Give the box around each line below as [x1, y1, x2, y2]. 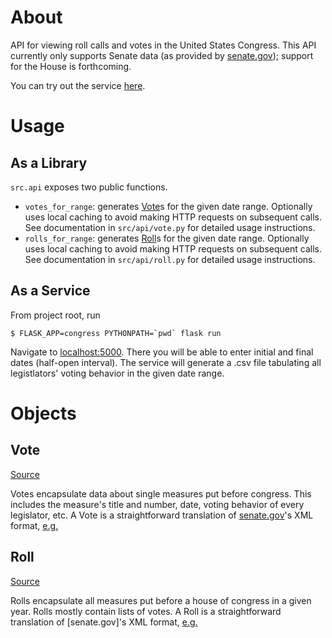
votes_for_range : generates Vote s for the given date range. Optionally [24, 200, 313, 212]
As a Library [10, 154, 88, 171]
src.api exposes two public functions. [10, 181, 168, 193]
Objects [10, 402, 77, 425]
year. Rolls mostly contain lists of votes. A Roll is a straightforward [10, 605, 282, 617]
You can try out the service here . [10, 79, 146, 91]
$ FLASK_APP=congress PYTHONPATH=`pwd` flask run [10, 328, 222, 338]
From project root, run [10, 309, 101, 321]
